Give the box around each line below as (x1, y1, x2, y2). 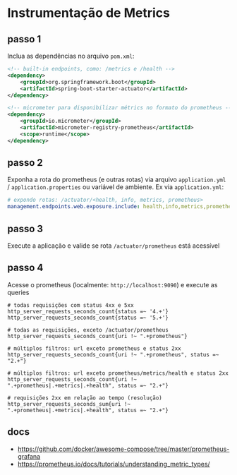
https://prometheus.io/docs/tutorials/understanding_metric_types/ (17, 459, 210, 468)
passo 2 (7, 157, 44, 169)
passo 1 (7, 33, 42, 45)
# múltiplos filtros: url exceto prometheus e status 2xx (7, 344, 181, 352)
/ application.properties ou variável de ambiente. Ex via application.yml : (7, 183, 224, 191)
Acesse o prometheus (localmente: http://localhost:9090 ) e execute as (7, 280, 218, 289)
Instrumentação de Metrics (7, 5, 171, 21)
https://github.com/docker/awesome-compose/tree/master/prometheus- (17, 445, 230, 453)
